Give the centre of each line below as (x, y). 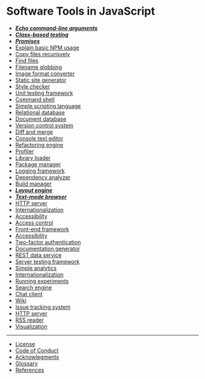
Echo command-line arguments (56, 28)
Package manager (38, 164)
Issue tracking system (43, 307)
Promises (27, 41)
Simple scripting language (48, 106)
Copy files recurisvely (42, 54)
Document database (41, 119)
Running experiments (42, 281)
